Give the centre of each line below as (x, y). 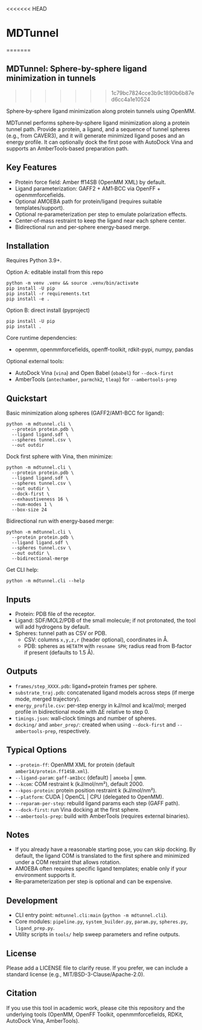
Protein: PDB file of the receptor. (55, 614)
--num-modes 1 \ (32, 505)
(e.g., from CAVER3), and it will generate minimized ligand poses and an (96, 135)
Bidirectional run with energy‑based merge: (60, 521)
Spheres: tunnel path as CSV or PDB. (61, 633)
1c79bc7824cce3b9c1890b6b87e (153, 92)
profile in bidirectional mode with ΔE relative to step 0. (82, 711)
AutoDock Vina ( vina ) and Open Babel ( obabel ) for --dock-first (94, 373)
